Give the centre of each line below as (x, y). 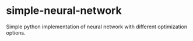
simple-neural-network (64, 11)
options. (16, 32)
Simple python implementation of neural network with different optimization (97, 27)
